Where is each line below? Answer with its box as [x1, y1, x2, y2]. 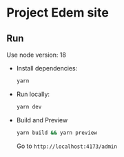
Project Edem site [6, 5, 110, 21]
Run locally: [16, 90, 50, 98]
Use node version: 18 [6, 50, 67, 59]
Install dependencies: [16, 64, 78, 72]
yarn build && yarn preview [16, 129, 97, 136]
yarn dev [16, 103, 42, 110]
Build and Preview [16, 116, 68, 124]
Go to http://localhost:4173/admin [16, 142, 118, 150]
